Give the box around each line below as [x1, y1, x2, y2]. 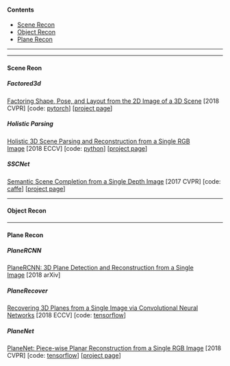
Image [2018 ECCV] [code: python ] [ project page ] [7, 144, 148, 152]
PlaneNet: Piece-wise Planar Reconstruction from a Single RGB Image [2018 [7, 344, 221, 352]
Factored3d [7, 80, 41, 88]
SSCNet [7, 160, 30, 168]
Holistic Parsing [7, 120, 53, 128]
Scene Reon [7, 64, 42, 72]
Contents [7, 5, 34, 14]
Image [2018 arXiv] [7, 271, 61, 279]
